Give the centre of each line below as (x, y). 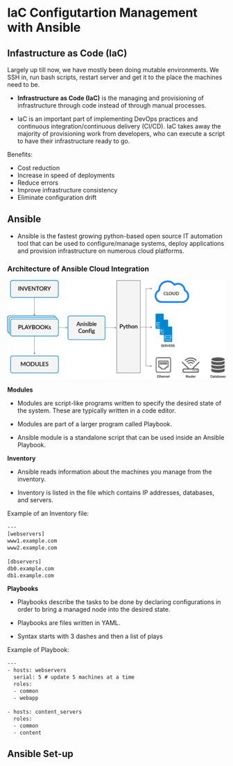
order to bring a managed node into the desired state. (94, 609)
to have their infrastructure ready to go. (74, 141)
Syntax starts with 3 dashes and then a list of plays (90, 636)
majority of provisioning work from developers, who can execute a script (121, 134)
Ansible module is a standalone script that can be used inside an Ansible (121, 438)
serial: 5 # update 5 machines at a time (74, 677)
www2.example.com (32, 548)
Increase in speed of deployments (66, 175)
